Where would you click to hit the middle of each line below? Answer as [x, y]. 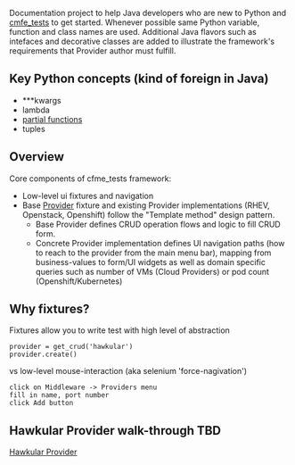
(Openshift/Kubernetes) [79, 281]
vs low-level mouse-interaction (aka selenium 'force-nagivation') [128, 371]
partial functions [52, 119]
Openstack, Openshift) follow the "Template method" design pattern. [148, 214]
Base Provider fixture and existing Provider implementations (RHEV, [146, 205]
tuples [34, 129]
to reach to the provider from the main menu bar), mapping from [153, 253]
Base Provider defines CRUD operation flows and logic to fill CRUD [158, 224]
